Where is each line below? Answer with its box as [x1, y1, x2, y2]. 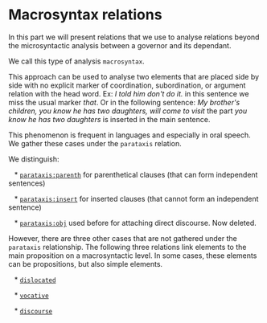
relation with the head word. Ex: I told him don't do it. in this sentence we [8, 88, 249, 98]
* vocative [14, 290, 50, 300]
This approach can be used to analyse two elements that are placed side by [8, 72, 260, 81]
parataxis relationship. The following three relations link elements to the [8, 242, 247, 251]
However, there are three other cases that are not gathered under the [8, 233, 237, 243]
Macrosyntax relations [8, 6, 162, 24]
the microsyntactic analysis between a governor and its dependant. [8, 40, 232, 50]
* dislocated [14, 275, 56, 284]
